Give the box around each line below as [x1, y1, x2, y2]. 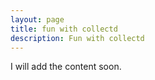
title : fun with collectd [10, 24, 118, 34]
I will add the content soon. [10, 61, 122, 73]
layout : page [10, 14, 65, 25]
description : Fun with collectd [10, 33, 145, 43]
